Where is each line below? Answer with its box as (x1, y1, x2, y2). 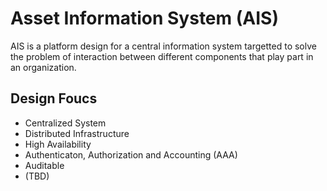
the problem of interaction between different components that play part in (10, 50, 314, 62)
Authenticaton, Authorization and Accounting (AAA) (24, 148, 238, 161)
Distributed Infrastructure (24, 127, 130, 139)
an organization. (10, 61, 77, 73)
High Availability (24, 138, 92, 150)
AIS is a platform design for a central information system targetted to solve (10, 40, 317, 52)
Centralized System (24, 117, 107, 129)
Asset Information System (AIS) (10, 7, 279, 30)
